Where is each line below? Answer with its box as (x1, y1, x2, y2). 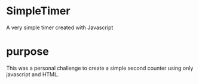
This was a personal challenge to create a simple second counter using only (6, 64, 194, 71)
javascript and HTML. (6, 70, 59, 78)
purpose (6, 45, 49, 58)
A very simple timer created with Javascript (6, 24, 114, 31)
